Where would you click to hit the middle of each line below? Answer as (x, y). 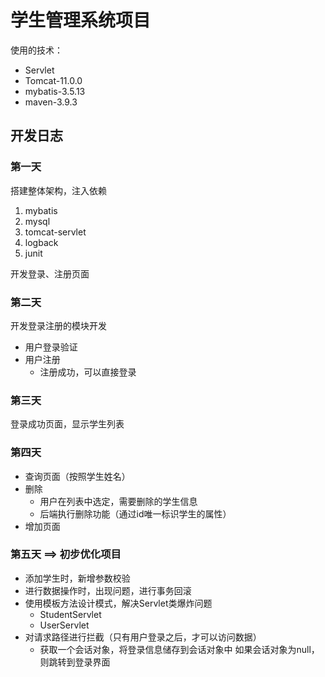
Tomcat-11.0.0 (53, 80)
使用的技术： (36, 50)
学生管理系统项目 (81, 20)
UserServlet (64, 625)
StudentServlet (70, 614)
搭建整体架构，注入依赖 (58, 190)
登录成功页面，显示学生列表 (67, 424)
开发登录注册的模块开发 (58, 325)
